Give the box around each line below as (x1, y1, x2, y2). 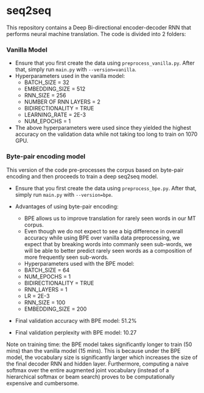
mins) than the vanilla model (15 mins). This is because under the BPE (6, 347, 181, 354)
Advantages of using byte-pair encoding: (15, 202, 119, 210)
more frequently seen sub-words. (24, 253, 109, 261)
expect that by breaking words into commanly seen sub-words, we (24, 240, 192, 247)
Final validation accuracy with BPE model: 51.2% (15, 317, 137, 324)
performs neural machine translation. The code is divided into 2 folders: (6, 30, 186, 37)
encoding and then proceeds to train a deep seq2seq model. (6, 172, 158, 180)
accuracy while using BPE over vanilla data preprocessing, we (24, 234, 180, 241)
